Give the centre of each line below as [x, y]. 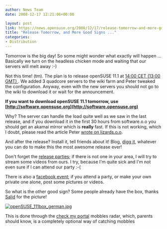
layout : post [19, 23]
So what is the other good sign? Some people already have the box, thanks [82, 191]
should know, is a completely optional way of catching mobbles [70, 221]
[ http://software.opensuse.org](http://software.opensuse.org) [72, 107]
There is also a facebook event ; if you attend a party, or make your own [78, 176]
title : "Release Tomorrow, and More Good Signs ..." [61, 33]
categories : [17, 37]
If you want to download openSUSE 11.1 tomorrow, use [62, 101]
